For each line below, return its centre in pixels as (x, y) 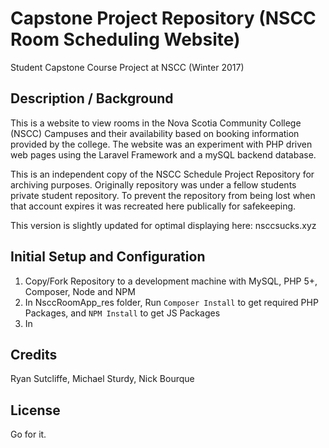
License (35, 410)
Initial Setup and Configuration (108, 257)
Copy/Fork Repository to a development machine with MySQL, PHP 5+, (171, 281)
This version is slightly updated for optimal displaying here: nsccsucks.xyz (163, 225)
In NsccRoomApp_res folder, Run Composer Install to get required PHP (171, 302)
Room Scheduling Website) (125, 39)
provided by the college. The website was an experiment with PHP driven (161, 144)
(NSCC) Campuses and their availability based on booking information (155, 133)
